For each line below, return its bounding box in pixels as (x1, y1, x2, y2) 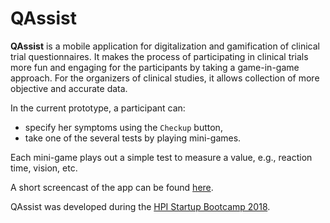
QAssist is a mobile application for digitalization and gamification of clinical (10, 40, 320, 52)
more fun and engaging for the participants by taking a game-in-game (10, 61, 300, 73)
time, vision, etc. (10, 162, 78, 174)
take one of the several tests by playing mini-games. (24, 132, 242, 144)
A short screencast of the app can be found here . (10, 181, 214, 193)
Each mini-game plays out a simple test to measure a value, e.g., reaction (10, 151, 313, 163)
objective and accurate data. (10, 82, 128, 94)
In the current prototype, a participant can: (10, 102, 186, 114)
